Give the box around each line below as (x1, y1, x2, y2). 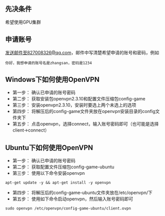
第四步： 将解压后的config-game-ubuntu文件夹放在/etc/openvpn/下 (12, 190, 153, 196)
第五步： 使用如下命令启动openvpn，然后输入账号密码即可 (12, 196, 133, 202)
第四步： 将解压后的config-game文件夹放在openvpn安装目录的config (12, 109, 155, 115)
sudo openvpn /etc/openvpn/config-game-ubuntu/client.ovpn (5, 206, 131, 211)
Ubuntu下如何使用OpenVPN (5, 143, 93, 152)
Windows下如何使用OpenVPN (5, 75, 100, 84)
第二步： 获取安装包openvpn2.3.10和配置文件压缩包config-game (12, 96, 145, 102)
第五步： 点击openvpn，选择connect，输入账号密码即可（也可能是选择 (12, 121, 159, 127)
